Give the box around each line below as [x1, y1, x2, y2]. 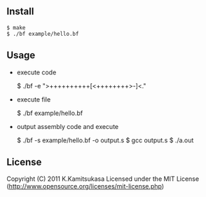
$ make [6, 24, 26, 31]
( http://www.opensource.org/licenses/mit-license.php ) [6, 182, 165, 191]
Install [6, 6, 34, 18]
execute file [16, 95, 51, 104]
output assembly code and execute [16, 122, 119, 130]
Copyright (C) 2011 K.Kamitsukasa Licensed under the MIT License [6, 175, 200, 183]
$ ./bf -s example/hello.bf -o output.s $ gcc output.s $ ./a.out [16, 136, 194, 144]
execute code [16, 68, 57, 76]
